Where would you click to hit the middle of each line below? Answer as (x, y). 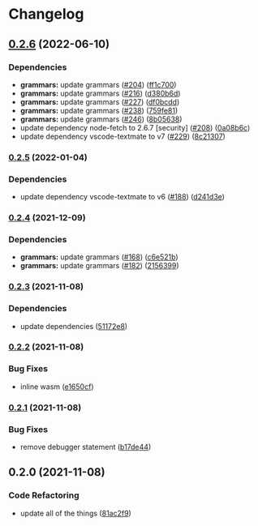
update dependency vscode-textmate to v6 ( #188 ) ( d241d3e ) (123, 197)
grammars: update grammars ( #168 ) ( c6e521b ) (99, 257)
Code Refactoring (44, 495)
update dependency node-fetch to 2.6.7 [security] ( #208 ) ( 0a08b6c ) (135, 127)
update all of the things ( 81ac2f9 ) (75, 513)
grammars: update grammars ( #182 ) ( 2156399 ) (100, 266)
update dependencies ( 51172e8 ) (74, 326)
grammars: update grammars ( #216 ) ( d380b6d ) (100, 93)
